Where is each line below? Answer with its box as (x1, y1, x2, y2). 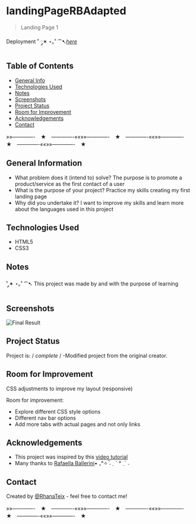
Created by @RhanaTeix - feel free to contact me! (6, 493, 128, 500)
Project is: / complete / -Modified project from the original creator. (6, 352, 167, 359)
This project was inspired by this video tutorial (14, 453, 128, 461)
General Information (6, 158, 83, 169)
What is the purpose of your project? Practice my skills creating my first (14, 186, 191, 193)
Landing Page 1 (20, 24, 58, 31)
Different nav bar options (14, 414, 76, 421)
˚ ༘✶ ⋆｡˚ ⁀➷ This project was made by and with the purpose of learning (6, 280, 179, 287)
